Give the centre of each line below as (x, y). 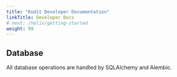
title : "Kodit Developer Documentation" (58, 12)
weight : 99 (20, 29)
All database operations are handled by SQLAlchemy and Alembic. (89, 67)
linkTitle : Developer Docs (40, 17)
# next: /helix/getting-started (47, 23)
